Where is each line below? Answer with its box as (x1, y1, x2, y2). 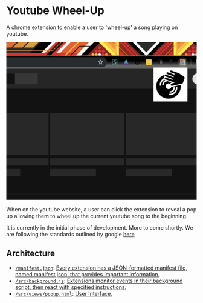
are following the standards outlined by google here (6, 231, 135, 238)
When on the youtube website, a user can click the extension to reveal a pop (6, 206, 197, 213)
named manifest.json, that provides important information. (14, 271, 160, 278)
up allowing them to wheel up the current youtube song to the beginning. (6, 213, 188, 220)
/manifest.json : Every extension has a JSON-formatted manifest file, (14, 264, 187, 271)
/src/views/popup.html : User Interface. (14, 290, 113, 298)
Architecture (6, 248, 56, 258)
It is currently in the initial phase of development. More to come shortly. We (6, 224, 193, 231)
